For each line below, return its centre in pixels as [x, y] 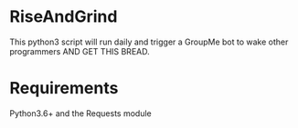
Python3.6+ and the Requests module [81, 113]
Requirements [64, 89]
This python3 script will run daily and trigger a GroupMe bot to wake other [149, 42]
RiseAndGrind [64, 17]
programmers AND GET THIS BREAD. [80, 51]
